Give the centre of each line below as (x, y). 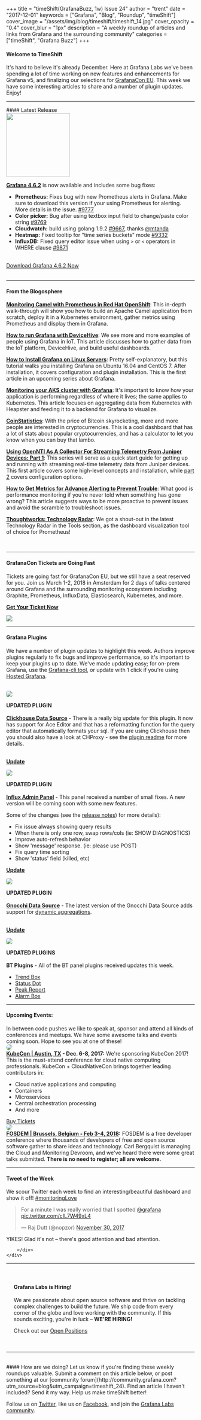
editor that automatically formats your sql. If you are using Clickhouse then (98, 731)
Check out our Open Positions (51, 1331)
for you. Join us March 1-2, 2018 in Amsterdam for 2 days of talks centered (98, 582)
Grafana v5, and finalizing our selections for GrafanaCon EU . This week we (98, 80)
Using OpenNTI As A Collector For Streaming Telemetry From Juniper (94, 452)
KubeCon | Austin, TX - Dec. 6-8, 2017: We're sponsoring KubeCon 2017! (98, 1054)
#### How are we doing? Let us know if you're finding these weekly (90, 1367)
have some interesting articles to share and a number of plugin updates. (95, 87)
